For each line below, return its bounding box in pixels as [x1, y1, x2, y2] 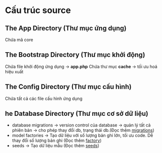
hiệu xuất [5, 69, 24, 74]
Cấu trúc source [5, 5, 71, 16]
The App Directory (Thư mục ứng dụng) [5, 24, 127, 32]
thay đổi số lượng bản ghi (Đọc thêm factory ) [12, 138, 102, 143]
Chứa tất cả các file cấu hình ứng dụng [5, 96, 83, 101]
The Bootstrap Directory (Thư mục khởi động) [5, 51, 146, 59]
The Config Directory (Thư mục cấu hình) [5, 83, 132, 91]
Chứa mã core [5, 37, 33, 42]
